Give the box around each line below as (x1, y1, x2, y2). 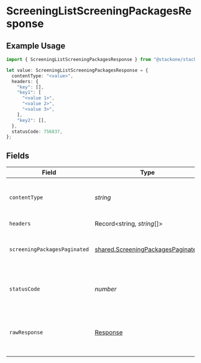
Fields (6, 151, 30, 161)
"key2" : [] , (17, 117, 47, 123)
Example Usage (6, 41, 66, 51)
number (95, 285, 117, 294)
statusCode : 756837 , (11, 129, 63, 135)
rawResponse (9, 329, 44, 336)
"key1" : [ (17, 90, 42, 96)
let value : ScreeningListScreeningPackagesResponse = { (6, 67, 148, 73)
